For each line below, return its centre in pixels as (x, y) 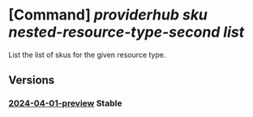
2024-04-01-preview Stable (65, 103)
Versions (32, 80)
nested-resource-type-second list (126, 32)
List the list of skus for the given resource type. (87, 54)
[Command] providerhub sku (108, 15)
